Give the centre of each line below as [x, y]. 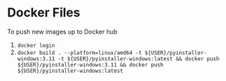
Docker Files [44, 13]
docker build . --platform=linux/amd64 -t [79, 53]
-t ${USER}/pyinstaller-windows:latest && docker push [139, 59]
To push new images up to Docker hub [62, 32]
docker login [36, 45]
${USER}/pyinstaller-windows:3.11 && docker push [90, 65]
